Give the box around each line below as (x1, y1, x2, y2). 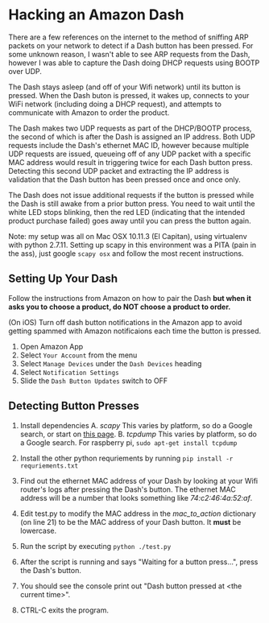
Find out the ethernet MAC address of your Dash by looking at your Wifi (19, 476, 259, 485)
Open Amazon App (19, 341, 84, 351)
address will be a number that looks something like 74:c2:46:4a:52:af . (19, 493, 253, 502)
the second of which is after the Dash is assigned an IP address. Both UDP (8, 131, 255, 142)
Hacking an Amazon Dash (8, 6, 184, 24)
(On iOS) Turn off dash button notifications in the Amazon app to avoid (8, 317, 242, 327)
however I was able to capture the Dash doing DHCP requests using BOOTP (8, 58, 260, 68)
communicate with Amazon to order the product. (8, 107, 170, 118)
